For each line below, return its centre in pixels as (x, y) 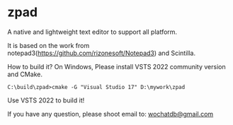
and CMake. (25, 74)
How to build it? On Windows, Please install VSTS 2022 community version (116, 66)
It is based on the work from (49, 45)
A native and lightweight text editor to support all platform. (92, 32)
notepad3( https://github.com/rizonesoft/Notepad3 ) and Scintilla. (102, 53)
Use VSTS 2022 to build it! (46, 100)
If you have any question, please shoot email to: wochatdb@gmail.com (110, 114)
